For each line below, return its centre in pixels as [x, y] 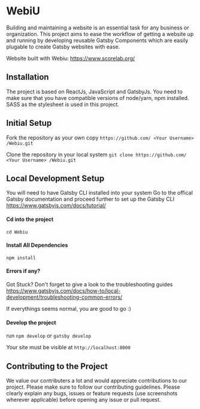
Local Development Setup [55, 178]
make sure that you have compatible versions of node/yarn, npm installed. [98, 98]
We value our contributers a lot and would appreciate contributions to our [97, 381]
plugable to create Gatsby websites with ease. [63, 47]
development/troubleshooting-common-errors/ [64, 297]
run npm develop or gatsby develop [49, 336]
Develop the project [31, 322]
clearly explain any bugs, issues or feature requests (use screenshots [92, 393]
